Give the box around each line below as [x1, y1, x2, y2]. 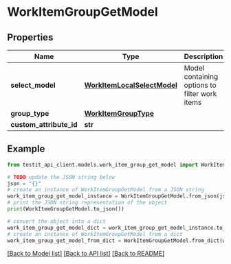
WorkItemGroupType [84, 109, 155, 118]
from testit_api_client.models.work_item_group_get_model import [7, 161, 198, 168]
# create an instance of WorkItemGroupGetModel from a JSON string [7, 187, 205, 193]
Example [7, 143, 45, 155]
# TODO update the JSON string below [7, 173, 115, 180]
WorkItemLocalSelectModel [84, 80, 177, 90]
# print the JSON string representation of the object [7, 200, 168, 206]
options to [184, 80, 217, 90]
